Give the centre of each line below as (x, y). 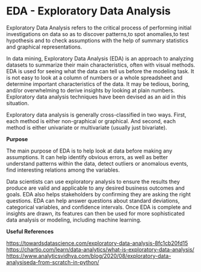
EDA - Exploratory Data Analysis (88, 11)
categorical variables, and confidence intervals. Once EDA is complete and (99, 207)
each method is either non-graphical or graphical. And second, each (91, 121)
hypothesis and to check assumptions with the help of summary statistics (97, 40)
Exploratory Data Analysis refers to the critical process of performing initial (99, 28)
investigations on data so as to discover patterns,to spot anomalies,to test (98, 34)
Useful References (30, 231)
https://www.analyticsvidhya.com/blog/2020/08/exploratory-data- (89, 256)
